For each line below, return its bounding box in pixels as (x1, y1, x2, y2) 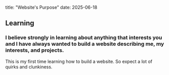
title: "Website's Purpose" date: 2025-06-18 (5, 5, 98, 10)
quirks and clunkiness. (5, 63, 52, 70)
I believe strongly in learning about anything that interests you (5, 34, 162, 41)
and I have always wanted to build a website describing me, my (5, 41, 164, 48)
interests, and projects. (5, 47, 65, 54)
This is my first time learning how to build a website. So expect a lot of (5, 58, 153, 64)
